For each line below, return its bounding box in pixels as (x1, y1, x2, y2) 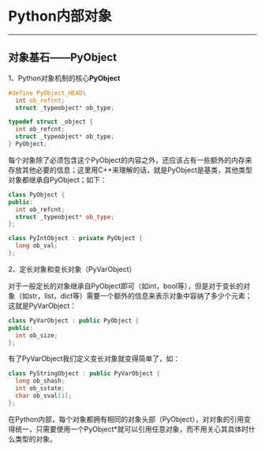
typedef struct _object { (8, 118, 93, 126)
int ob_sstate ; (15, 385, 65, 393)
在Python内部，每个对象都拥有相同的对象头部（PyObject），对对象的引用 (8, 414, 244, 423)
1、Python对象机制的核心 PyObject (8, 73, 121, 83)
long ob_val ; (15, 242, 58, 250)
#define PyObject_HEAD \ (8, 88, 87, 97)
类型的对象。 (14, 434, 57, 443)
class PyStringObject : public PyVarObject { (8, 370, 160, 378)
